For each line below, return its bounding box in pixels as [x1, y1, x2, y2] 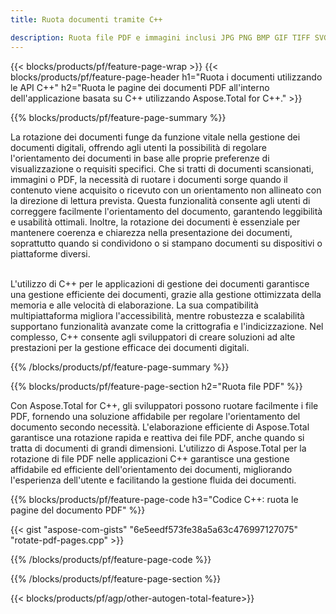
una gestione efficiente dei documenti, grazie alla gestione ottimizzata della [10, 288, 322, 300]
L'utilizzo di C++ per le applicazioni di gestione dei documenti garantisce [10, 277, 310, 290]
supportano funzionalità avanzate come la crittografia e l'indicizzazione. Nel [10, 320, 324, 332]
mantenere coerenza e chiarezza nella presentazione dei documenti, [10, 226, 293, 238]
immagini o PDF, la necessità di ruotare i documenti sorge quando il [10, 173, 288, 185]
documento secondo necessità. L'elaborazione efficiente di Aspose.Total [10, 421, 310, 433]
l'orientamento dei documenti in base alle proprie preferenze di [10, 152, 270, 164]
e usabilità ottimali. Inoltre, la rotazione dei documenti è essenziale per [10, 216, 301, 228]
